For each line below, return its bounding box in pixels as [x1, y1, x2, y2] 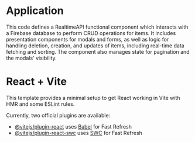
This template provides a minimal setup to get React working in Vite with [6, 94, 180, 101]
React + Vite [6, 75, 67, 88]
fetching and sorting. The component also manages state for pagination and [6, 48, 190, 55]
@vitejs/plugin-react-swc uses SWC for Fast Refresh [14, 129, 142, 136]
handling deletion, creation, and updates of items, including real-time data [6, 42, 184, 49]
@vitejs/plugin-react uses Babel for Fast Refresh [14, 123, 132, 130]
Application [6, 4, 64, 18]
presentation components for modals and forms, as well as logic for [6, 36, 169, 43]
